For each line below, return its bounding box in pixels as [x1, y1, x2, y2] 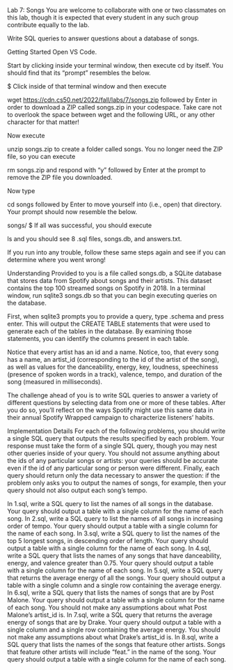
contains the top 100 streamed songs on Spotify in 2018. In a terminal [7, 284, 206, 292]
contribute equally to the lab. [7, 21, 90, 29]
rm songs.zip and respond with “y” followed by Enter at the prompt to [7, 166, 207, 174]
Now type [7, 187, 35, 195]
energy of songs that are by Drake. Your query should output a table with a [7, 618, 221, 626]
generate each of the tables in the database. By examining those [7, 327, 193, 335]
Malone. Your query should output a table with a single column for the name [7, 596, 225, 604]
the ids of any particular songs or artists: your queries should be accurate [7, 457, 218, 464]
